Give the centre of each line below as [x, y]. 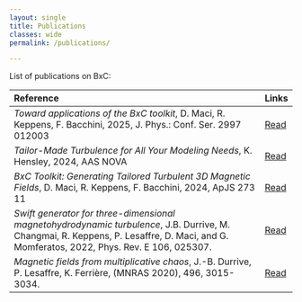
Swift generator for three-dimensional [94, 214]
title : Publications [48, 26]
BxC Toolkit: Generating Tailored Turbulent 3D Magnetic [132, 176]
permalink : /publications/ [60, 43]
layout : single [38, 18]
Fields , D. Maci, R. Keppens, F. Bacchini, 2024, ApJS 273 [134, 188]
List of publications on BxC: [60, 76]
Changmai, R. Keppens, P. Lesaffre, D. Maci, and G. [121, 236]
